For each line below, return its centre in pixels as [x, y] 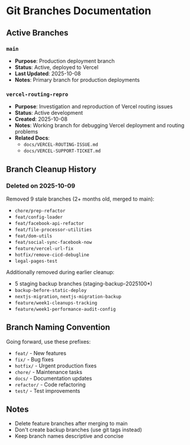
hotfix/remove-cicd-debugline [52, 255]
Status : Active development [49, 113]
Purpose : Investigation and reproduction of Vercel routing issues [94, 107]
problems [26, 132]
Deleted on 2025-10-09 [41, 186]
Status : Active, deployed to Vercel [57, 67]
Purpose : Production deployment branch [65, 61]
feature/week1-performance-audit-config [65, 309]
